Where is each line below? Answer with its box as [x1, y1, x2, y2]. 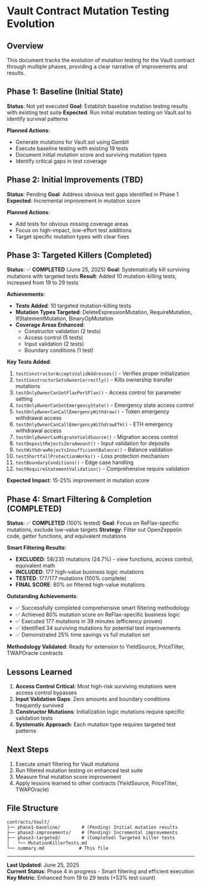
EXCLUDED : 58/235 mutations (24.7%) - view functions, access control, [15, 556, 193, 563]
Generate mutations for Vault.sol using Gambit [15, 138, 129, 145]
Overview [7, 41, 44, 51]
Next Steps [7, 745, 49, 755]
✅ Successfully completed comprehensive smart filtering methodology [15, 604, 190, 611]
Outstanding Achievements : [7, 593, 78, 600]
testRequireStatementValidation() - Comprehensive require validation [15, 465, 190, 473]
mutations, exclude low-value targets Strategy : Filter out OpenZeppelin [7, 526, 183, 534]
